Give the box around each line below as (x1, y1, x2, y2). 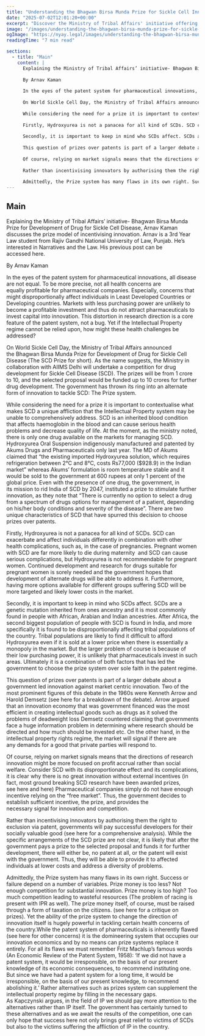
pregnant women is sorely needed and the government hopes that (6, 568, 173, 575)
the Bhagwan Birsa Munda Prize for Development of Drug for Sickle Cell (6, 350, 187, 358)
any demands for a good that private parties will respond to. (6, 741, 157, 748)
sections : (6, 48, 32, 55)
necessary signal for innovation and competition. (6, 805, 129, 812)
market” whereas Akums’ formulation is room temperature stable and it (6, 466, 185, 473)
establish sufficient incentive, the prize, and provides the (6, 798, 149, 805)
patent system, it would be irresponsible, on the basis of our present (6, 958, 178, 965)
